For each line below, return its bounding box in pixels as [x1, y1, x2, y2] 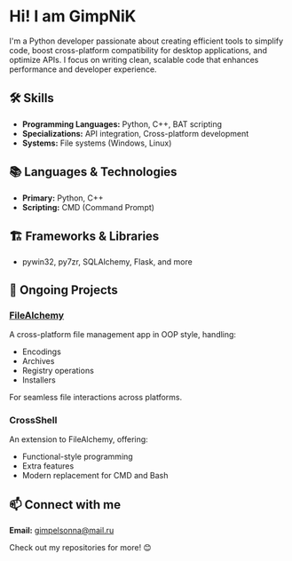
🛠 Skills [9, 91, 55, 106]
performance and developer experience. [9, 64, 157, 75]
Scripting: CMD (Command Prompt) [21, 201, 155, 212]
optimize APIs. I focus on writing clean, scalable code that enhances [9, 54, 259, 65]
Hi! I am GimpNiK [9, 6, 137, 27]
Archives [21, 356, 55, 367]
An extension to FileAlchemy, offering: [9, 434, 148, 445]
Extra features [21, 461, 75, 471]
